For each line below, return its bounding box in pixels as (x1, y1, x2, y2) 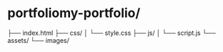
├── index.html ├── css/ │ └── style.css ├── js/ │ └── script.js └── (7, 28, 216, 37)
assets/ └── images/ (7, 36, 70, 44)
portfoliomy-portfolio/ (7, 5, 141, 21)
